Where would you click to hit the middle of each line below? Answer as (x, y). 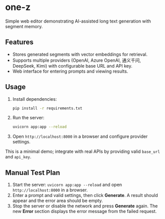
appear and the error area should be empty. (58, 201)
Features (19, 42)
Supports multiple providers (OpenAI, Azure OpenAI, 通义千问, (77, 60)
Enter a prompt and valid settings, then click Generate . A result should (85, 195)
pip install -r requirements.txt (47, 108)
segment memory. (24, 26)
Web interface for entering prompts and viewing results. (70, 71)
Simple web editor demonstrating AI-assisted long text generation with (78, 21)
